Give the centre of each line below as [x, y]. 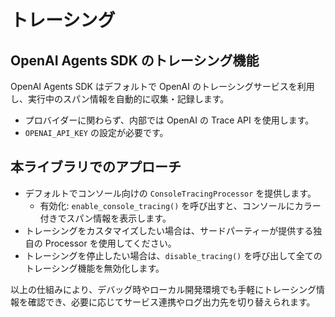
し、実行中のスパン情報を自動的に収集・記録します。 [120, 99]
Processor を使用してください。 [110, 243]
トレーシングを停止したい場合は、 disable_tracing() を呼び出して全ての [173, 255]
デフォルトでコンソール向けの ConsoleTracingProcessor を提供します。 [170, 193]
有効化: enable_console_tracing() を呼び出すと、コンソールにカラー [180, 205]
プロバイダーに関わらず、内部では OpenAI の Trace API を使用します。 [169, 120]
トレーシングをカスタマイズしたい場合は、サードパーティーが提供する [169, 230]
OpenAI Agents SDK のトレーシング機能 [135, 60]
